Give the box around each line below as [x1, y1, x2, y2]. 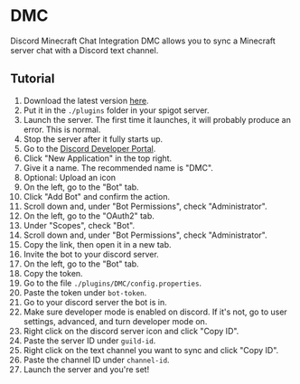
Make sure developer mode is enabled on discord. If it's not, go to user [23, 306, 287, 317]
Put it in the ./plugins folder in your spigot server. [23, 105, 211, 116]
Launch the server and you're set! [23, 363, 150, 375]
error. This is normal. [23, 124, 101, 135]
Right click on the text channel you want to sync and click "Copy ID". [23, 344, 279, 355]
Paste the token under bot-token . [23, 286, 147, 298]
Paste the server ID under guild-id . [23, 335, 156, 346]
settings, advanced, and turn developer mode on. [23, 315, 208, 326]
